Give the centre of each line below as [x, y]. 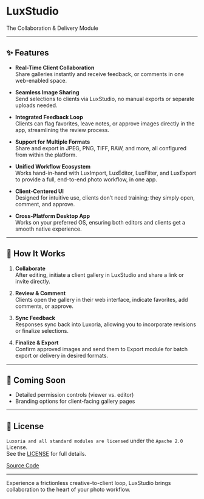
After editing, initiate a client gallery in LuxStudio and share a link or [99, 274]
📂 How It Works [36, 254]
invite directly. [32, 281]
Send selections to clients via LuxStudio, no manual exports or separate [105, 99]
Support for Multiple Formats [53, 142]
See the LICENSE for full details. [46, 454]
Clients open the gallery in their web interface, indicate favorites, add [101, 299]
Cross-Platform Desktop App [52, 216]
